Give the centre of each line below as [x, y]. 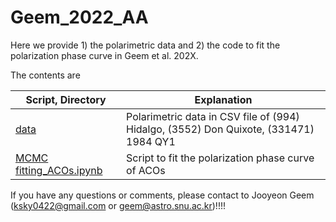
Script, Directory [66, 99]
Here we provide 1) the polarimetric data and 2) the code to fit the [145, 45]
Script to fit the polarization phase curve [220, 158]
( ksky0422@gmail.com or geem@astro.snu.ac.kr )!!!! [118, 205]
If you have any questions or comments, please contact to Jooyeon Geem [162, 195]
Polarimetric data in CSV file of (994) [213, 116]
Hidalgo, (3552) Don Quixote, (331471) [220, 129]
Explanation [223, 99]
